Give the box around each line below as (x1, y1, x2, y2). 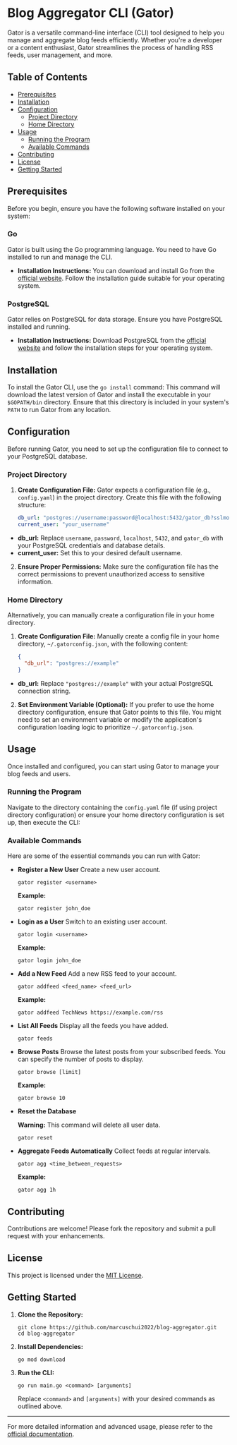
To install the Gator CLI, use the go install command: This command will (7, 382, 221, 391)
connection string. (17, 687, 71, 695)
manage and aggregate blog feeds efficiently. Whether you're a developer (7, 35, 223, 44)
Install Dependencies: (17, 1342, 83, 1350)
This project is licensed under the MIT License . (7, 1271, 144, 1279)
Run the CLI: (17, 1368, 55, 1377)
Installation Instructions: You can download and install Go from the (17, 266, 215, 274)
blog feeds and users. (7, 769, 71, 778)
